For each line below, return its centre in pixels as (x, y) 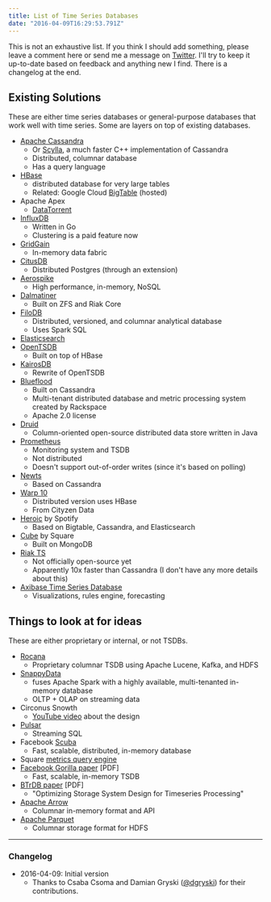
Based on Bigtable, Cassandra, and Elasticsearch (114, 527)
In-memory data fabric (69, 253)
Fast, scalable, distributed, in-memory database (112, 751)
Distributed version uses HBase (84, 501)
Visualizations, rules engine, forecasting (98, 596)
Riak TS (33, 553)
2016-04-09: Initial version (64, 874)
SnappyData (41, 673)
